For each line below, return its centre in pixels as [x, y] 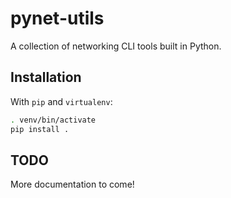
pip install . [40, 129]
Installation [46, 77]
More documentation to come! [72, 184]
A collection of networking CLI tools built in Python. [116, 46]
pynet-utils [57, 18]
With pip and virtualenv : [61, 101]
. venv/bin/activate [53, 120]
